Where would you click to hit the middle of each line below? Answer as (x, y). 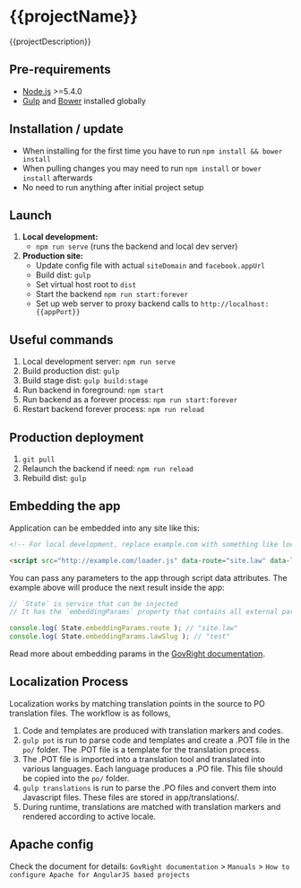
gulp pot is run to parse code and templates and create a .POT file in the (156, 740)
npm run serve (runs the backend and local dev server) (137, 246)
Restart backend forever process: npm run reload (113, 409)
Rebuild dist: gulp (54, 478)
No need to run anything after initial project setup (113, 187)
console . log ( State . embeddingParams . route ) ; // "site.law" (124, 629)
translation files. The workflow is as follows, (90, 713)
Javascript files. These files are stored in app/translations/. (131, 797)
